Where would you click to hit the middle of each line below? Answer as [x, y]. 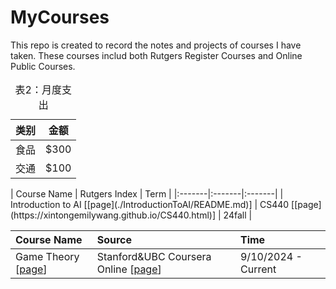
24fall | [238, 215]
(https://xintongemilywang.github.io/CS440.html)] [113, 215]
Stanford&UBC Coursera [154, 256]
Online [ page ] [129, 269]
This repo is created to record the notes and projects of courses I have [156, 45]
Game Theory [47, 256]
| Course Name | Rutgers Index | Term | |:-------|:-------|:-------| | [147, 193]
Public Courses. [43, 66]
